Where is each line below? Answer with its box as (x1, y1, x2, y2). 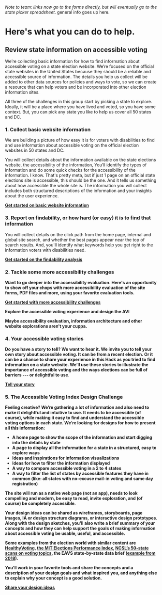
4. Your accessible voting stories (5, 335, 84, 342)
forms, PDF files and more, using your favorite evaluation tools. (5, 289, 134, 295)
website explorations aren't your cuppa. (5, 323, 88, 329)
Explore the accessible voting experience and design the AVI (5, 308, 130, 314)
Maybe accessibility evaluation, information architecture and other (5, 318, 143, 324)
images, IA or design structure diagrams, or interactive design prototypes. (5, 515, 158, 521)
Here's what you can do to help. (5, 26, 135, 37)
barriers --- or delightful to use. (5, 372, 70, 378)
